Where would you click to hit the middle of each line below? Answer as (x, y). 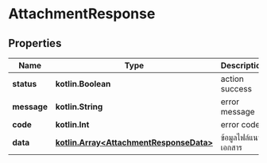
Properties (35, 43)
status (25, 84)
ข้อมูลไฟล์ (235, 138)
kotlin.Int (72, 124)
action (232, 79)
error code (240, 124)
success (236, 89)
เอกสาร (231, 147)
